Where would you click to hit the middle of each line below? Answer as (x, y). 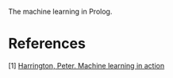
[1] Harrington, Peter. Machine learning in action (86, 65)
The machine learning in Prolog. (60, 12)
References (47, 44)
